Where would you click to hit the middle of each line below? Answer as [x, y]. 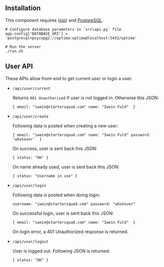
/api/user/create [30, 117]
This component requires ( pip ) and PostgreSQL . [54, 20]
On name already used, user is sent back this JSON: [66, 167]
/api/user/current [31, 88]
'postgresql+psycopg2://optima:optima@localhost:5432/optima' [71, 38]
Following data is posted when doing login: [56, 195]
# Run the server [23, 47]
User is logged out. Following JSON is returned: [61, 251]
